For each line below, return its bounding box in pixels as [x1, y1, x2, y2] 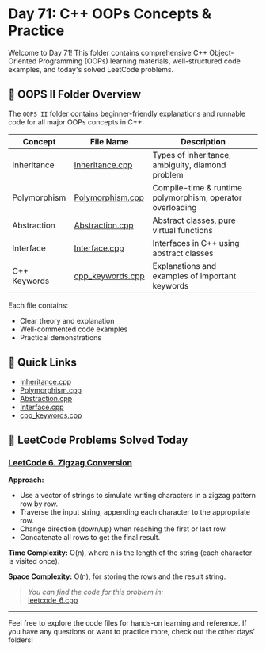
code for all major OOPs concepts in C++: [8, 117, 145, 127]
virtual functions [152, 224, 213, 236]
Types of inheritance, [152, 149, 232, 160]
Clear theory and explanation [19, 316, 115, 325]
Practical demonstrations [19, 332, 101, 342]
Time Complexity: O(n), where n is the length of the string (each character [8, 548, 253, 557]
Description [180, 136, 226, 147]
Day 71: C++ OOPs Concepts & [8, 5, 212, 23]
